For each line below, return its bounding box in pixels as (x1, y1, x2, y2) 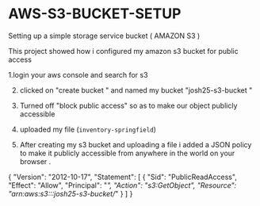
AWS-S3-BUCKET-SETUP (8, 5, 182, 23)
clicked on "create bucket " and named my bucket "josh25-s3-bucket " (19, 85, 253, 95)
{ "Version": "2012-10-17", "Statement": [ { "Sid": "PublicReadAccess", (8, 172, 238, 181)
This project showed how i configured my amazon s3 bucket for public (8, 46, 239, 55)
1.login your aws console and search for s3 (8, 70, 148, 79)
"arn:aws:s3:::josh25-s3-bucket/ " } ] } (8, 189, 133, 198)
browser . (19, 156, 52, 166)
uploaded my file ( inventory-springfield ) (19, 124, 157, 134)
